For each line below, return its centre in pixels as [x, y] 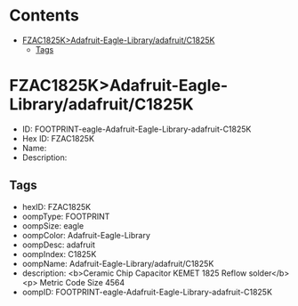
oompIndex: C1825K [59, 254]
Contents [44, 16]
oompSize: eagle [53, 225]
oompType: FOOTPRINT [66, 216]
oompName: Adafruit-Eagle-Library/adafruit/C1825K [118, 263]
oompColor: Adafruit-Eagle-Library [86, 235]
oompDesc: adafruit [59, 245]
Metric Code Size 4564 [82, 282]
